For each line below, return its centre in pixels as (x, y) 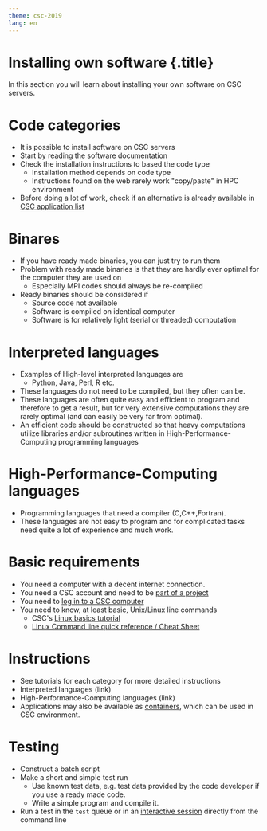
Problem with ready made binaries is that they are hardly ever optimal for (139, 269)
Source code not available (75, 303)
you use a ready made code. (79, 794)
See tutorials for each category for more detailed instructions (120, 681)
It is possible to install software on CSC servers (97, 147)
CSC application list (52, 206)
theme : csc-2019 (35, 16)
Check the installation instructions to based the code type (114, 164)
